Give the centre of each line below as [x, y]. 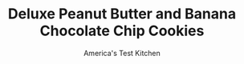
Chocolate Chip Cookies [122, 31]
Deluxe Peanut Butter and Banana [122, 14]
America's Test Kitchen [122, 53]
